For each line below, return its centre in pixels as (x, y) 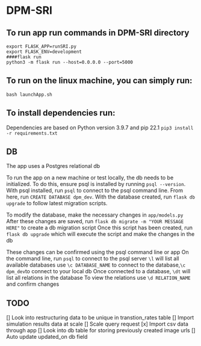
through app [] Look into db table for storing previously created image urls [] (101, 330)
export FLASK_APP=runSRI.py (42, 46)
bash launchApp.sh (29, 94)
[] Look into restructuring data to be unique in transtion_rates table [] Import (100, 318)
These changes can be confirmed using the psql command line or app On (97, 252)
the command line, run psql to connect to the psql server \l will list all (93, 259)
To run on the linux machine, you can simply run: (99, 81)
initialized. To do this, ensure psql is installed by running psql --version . (96, 184)
